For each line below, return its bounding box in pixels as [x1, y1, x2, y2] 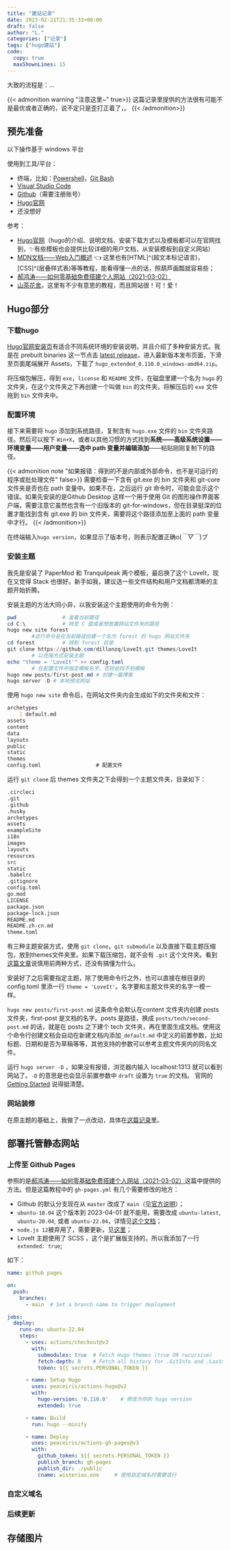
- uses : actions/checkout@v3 [25, 1339, 109, 1346]
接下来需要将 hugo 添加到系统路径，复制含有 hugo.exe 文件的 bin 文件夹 [7, 427, 207, 435]
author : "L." [7, 29, 44, 36]
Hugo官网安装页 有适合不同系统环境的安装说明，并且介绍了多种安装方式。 [7, 342, 214, 351]
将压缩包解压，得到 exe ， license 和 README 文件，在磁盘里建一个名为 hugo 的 [7, 374, 222, 382]
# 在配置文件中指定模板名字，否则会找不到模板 [31, 665, 145, 672]
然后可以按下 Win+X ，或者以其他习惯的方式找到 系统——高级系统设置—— [18, 436, 222, 444]
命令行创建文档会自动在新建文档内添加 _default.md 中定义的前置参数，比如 [12, 1032, 222, 1040]
